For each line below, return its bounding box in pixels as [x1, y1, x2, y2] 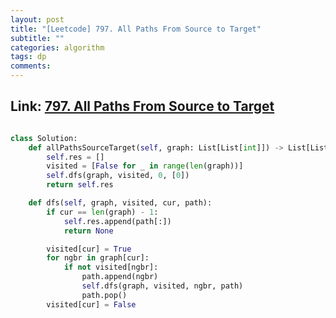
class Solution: [10, 133, 78, 143]
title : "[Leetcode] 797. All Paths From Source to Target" [10, 24, 262, 34]
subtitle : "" [10, 33, 65, 43]
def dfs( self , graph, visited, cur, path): [28, 198, 213, 208]
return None [63, 226, 114, 236]
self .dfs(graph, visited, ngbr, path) [81, 281, 244, 291]
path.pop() [81, 290, 128, 300]
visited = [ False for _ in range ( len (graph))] [46, 161, 244, 171]
